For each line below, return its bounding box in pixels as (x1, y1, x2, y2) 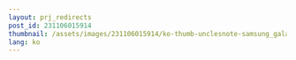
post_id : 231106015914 (8, 21, 92, 30)
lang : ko (8, 37, 41, 47)
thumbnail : (8, 29, 49, 38)
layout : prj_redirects (8, 12, 92, 22)
